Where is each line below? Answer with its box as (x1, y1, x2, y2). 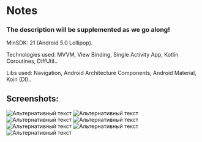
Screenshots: (6, 93, 59, 104)
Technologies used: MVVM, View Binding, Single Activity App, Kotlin (6, 51, 179, 59)
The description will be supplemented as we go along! (6, 26, 170, 34)
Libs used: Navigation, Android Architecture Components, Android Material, (6, 69, 197, 77)
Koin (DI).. (6, 76, 32, 83)
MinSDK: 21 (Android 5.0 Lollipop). (6, 39, 93, 46)
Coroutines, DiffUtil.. (6, 57, 58, 65)
